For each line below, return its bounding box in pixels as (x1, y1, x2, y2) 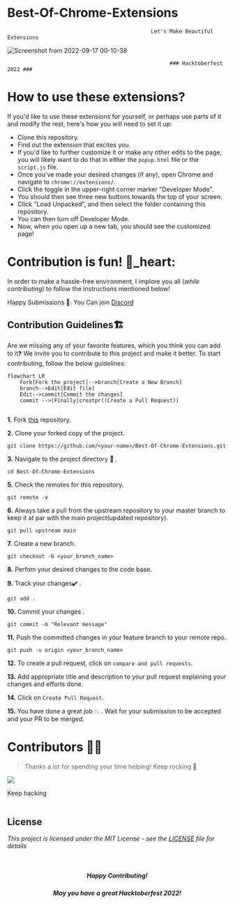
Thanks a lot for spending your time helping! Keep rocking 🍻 (24, 762, 197, 771)
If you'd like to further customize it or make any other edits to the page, (17, 148, 222, 156)
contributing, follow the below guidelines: (7, 359, 126, 367)
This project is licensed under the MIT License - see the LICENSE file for (7, 834, 215, 843)
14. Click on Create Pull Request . (7, 693, 104, 702)
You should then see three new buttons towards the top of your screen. (17, 192, 223, 200)
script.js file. (17, 163, 59, 171)
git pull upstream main (7, 527, 77, 534)
